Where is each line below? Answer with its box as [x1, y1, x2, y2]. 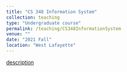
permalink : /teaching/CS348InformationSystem [6, 25, 121, 32]
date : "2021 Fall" [6, 37, 52, 43]
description [6, 58, 35, 66]
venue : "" [6, 31, 31, 37]
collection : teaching [6, 14, 60, 20]
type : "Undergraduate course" [6, 20, 82, 26]
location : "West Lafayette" [6, 43, 76, 49]
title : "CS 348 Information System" [6, 8, 97, 15]
